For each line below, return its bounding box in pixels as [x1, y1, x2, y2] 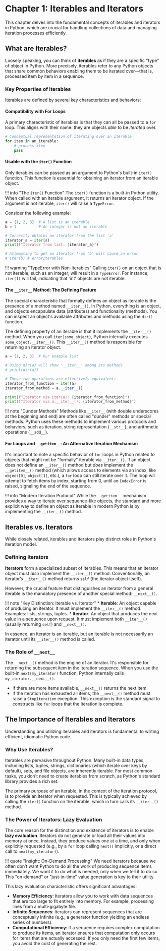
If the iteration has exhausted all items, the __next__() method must [12, 690, 151, 696]
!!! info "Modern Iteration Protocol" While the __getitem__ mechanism [5, 493, 146, 499]
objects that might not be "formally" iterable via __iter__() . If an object [5, 457, 151, 463]
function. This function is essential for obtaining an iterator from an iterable [5, 175, 159, 181]
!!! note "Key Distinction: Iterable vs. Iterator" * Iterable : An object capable [5, 600, 157, 606]
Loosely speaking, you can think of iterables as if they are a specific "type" [5, 58, 160, 63]
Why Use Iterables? [5, 746, 54, 753]
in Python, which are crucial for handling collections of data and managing [5, 24, 157, 30]
